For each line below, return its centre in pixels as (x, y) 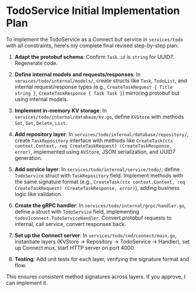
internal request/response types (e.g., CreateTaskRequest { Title (94, 86)
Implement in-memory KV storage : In (61, 110)
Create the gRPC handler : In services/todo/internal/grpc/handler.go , (100, 205)
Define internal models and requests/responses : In (78, 74)
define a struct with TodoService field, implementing (77, 211)
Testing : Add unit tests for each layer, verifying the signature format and (102, 259)
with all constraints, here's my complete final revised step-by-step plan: (92, 46)
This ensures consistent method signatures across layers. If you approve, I (96, 276)
